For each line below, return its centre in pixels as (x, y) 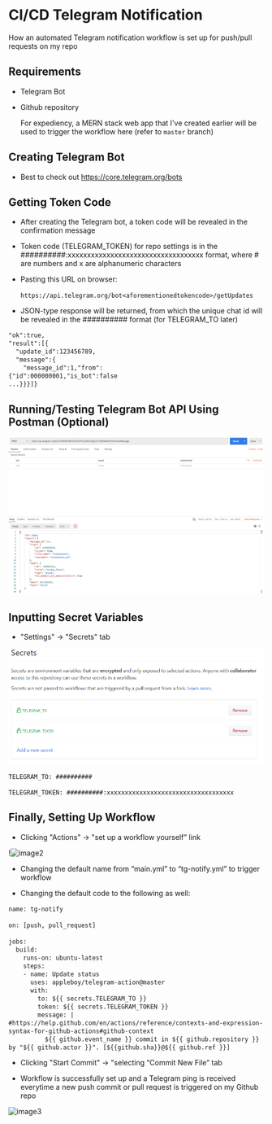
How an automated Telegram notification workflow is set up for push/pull (130, 37)
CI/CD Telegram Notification (106, 15)
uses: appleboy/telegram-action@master (97, 982)
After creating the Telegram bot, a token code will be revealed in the (134, 222)
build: (27, 950)
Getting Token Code (60, 202)
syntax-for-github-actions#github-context (81, 1031)
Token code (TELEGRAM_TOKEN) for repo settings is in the (119, 247)
